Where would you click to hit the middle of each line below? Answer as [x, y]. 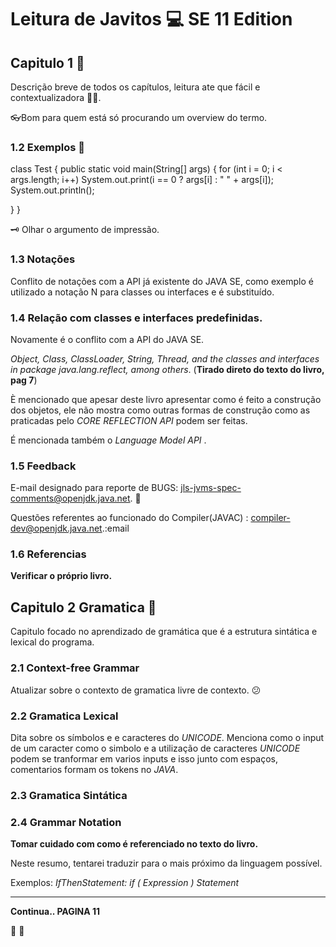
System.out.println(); [52, 190]
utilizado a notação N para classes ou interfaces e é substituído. [142, 292]
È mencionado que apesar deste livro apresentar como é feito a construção [166, 399]
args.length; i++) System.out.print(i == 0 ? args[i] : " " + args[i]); [142, 180]
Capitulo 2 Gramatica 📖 [83, 607]
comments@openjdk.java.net [70, 498]
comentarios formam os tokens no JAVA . [94, 769]
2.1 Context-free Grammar [75, 668]
